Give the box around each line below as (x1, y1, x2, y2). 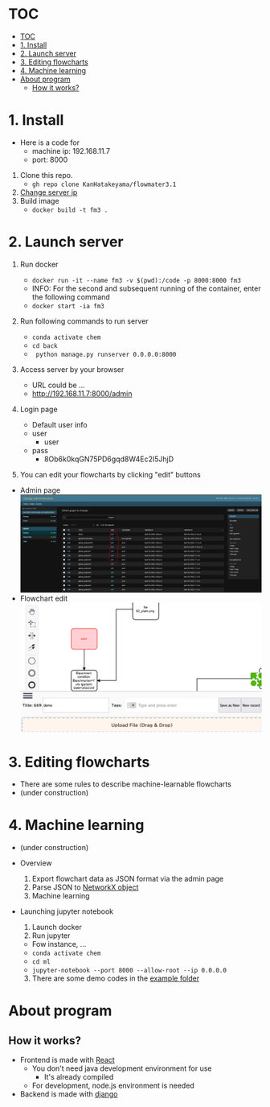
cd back (31, 341, 58, 350)
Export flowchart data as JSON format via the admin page (31, 874, 223, 884)
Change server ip (19, 187, 78, 197)
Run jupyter (31, 931, 71, 940)
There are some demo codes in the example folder (31, 973, 199, 983)
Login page (19, 404, 58, 414)
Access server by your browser (19, 364, 125, 374)
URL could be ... (31, 380, 86, 390)
